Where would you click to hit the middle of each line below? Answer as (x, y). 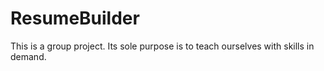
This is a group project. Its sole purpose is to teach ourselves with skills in (162, 46)
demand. (28, 56)
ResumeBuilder (75, 18)
